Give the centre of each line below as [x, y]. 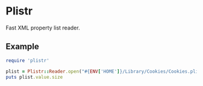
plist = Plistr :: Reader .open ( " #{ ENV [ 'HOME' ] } [64, 71]
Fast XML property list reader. [43, 28]
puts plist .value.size [34, 77]
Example [22, 47]
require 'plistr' [28, 60]
